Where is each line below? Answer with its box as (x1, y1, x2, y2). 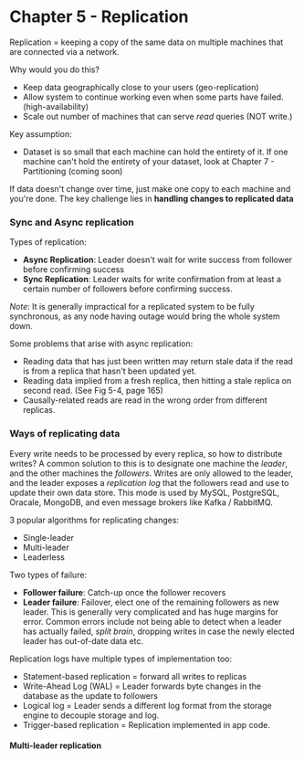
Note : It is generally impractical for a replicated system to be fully (9, 301, 256, 312)
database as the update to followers (22, 690, 158, 701)
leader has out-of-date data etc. (22, 635, 144, 646)
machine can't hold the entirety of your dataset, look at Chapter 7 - (22, 155, 276, 166)
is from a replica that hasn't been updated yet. (22, 365, 197, 376)
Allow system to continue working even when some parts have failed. (22, 91, 285, 102)
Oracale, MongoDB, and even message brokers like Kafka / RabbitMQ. (9, 496, 274, 508)
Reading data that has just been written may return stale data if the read (22, 356, 294, 367)
